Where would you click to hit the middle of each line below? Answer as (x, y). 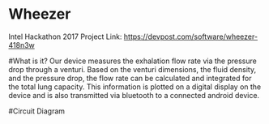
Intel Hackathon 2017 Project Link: (65, 36)
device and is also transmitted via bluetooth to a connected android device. (134, 95)
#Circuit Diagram (37, 111)
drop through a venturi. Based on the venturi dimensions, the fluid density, (132, 69)
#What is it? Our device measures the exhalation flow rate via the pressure (132, 61)
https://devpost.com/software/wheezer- (190, 36)
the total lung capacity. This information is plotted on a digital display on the (135, 87)
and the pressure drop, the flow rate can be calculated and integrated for (130, 78)
